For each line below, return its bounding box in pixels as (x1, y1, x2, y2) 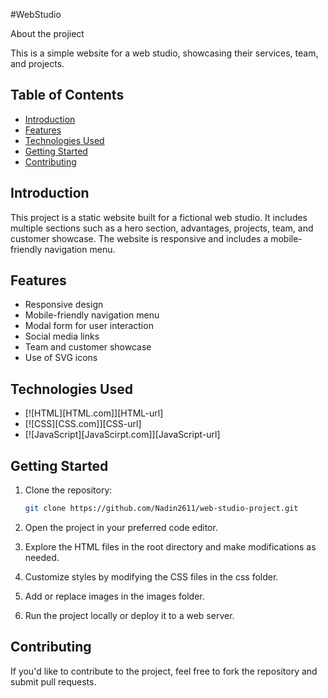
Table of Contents (10, 87, 125, 104)
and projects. (10, 58, 65, 69)
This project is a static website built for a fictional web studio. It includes (10, 211, 308, 223)
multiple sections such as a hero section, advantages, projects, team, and (10, 222, 314, 234)
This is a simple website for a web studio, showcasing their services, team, (10, 47, 319, 59)
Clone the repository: (24, 484, 113, 496)
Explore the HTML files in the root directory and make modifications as (24, 540, 317, 553)
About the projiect (10, 28, 85, 39)
